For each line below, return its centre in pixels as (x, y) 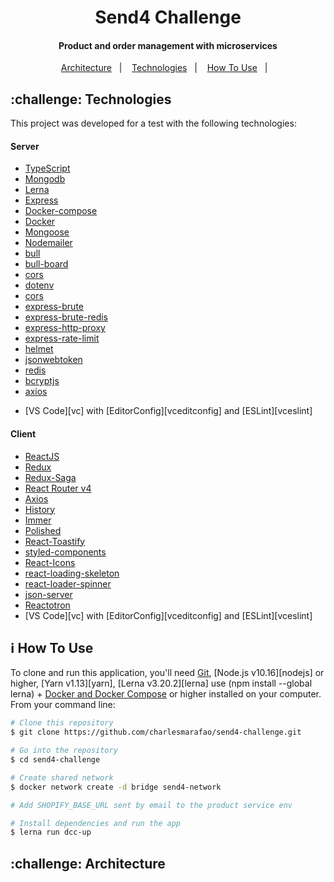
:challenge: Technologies (91, 99)
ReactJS (42, 456)
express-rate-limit (62, 338)
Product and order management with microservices (168, 45)
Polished (43, 530)
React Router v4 (58, 488)
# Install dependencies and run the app (96, 823)
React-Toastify (55, 541)
